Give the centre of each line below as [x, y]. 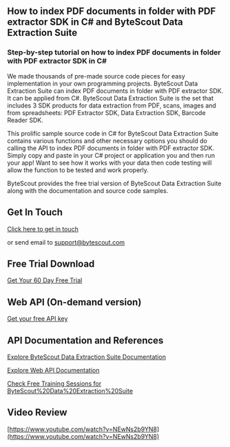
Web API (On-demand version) [74, 302]
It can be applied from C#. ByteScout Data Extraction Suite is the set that [110, 98]
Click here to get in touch [43, 229]
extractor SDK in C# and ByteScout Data [95, 22]
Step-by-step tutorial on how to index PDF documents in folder [114, 52]
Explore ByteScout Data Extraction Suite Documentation [87, 357]
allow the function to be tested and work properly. [78, 170]
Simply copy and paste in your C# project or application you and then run [111, 155]
